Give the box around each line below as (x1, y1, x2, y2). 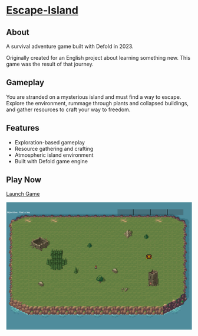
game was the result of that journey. (6, 60, 94, 67)
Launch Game (6, 190, 40, 198)
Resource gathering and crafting (14, 145, 94, 152)
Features (6, 123, 39, 133)
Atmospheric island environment (14, 151, 94, 159)
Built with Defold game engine (14, 157, 88, 164)
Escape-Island (6, 4, 78, 17)
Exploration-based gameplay (14, 138, 85, 146)
